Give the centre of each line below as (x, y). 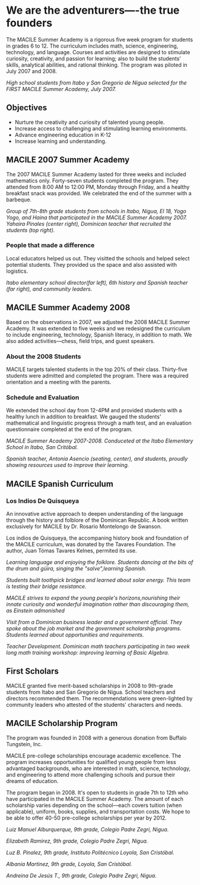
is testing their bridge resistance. (47, 586)
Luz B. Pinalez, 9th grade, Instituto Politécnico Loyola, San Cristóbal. (90, 852)
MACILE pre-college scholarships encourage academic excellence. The (94, 755)
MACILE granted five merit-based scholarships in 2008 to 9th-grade (90, 685)
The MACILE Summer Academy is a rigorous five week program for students (100, 39)
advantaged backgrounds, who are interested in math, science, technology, (99, 768)
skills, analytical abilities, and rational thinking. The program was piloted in (97, 65)
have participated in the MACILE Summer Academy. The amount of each (95, 799)
